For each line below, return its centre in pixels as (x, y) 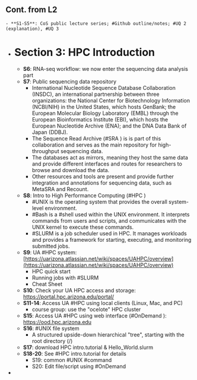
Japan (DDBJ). (50, 132)
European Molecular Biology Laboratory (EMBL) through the (105, 113)
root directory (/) (52, 341)
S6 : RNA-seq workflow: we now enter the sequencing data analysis (105, 68)
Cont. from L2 (31, 10)
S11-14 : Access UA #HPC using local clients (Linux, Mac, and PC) (103, 303)
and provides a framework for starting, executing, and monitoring (112, 239)
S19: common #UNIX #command (72, 360)
